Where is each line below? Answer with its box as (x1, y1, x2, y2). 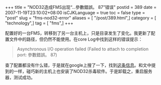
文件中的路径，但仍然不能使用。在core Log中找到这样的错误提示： (9, 36, 143, 42)
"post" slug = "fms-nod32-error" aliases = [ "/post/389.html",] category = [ (5, 15, 157, 21)
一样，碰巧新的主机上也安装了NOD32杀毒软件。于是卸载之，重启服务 (13, 68, 153, 74)
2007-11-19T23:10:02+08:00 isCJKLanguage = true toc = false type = (5, 10, 145, 16)
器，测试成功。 (5, 75, 35, 80)
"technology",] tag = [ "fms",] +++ (5, 20, 74, 26)
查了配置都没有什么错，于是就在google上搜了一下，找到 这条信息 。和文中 (5, 63, 152, 68)
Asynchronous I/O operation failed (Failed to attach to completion (17, 46, 149, 52)
